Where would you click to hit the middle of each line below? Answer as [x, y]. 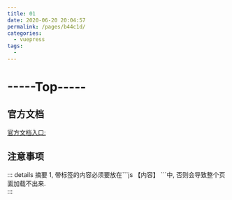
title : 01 [22, 14]
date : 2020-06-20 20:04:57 [46, 20]
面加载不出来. [27, 183]
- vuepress [29, 40]
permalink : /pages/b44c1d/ [46, 26]
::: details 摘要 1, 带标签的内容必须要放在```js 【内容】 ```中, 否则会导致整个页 [116, 174]
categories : [24, 33]
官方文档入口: [27, 132]
